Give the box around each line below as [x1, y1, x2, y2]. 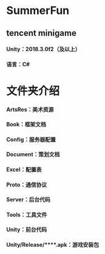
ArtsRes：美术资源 [6, 106, 54, 113]
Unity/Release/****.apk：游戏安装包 [6, 241, 99, 248]
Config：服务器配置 [6, 136, 56, 143]
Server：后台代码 [6, 196, 50, 204]
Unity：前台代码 [6, 226, 47, 233]
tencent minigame [6, 28, 77, 38]
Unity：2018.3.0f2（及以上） [6, 46, 81, 53]
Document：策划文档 [6, 151, 60, 158]
